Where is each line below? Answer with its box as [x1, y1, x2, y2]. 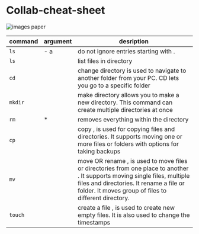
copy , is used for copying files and [78, 125, 175, 133]
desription [118, 37, 149, 45]
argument [43, 37, 72, 45]
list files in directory [78, 57, 133, 65]
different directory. [78, 194, 130, 202]
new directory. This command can [78, 98, 173, 107]
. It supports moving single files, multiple [78, 171, 190, 179]
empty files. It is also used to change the [78, 211, 190, 219]
